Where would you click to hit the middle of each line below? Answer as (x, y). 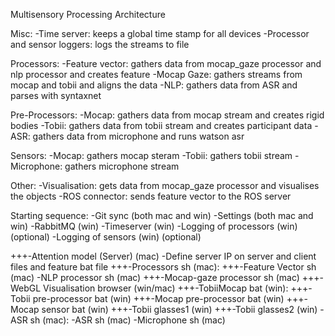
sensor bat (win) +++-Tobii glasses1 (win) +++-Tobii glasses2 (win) (179, 309)
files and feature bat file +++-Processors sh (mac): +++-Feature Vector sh (163, 267)
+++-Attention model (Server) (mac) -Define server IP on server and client (163, 256)
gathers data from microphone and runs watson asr (138, 136)
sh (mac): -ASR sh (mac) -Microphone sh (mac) (127, 320)
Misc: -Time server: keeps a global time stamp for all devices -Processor (160, 33)
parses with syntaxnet (56, 95)
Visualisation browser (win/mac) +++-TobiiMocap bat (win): (166, 288)
